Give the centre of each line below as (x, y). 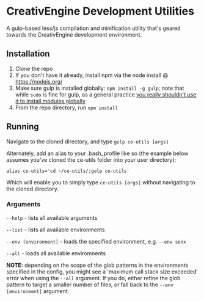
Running (23, 127)
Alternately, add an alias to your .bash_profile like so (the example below (97, 153)
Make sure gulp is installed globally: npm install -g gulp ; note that (100, 88)
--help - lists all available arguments (52, 217)
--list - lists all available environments (56, 230)
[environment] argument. (38, 291)
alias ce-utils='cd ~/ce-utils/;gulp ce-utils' (68, 171)
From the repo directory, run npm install (66, 107)
